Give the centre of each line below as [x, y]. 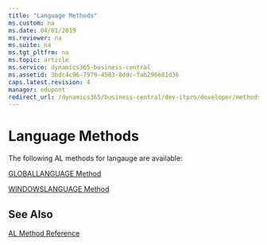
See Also [31, 214]
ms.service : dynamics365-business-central [79, 68]
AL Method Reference [44, 233]
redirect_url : [32, 97]
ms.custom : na [32, 23]
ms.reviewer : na [35, 38]
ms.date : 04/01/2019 [43, 30]
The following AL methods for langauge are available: [95, 158]
